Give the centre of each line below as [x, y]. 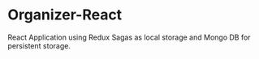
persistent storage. [39, 45]
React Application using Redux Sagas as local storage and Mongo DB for [129, 37]
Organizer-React [65, 15]
